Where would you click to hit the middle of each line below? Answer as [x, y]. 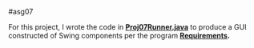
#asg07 [21, 12]
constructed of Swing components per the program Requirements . [119, 36]
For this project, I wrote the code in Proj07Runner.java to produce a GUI [127, 27]
